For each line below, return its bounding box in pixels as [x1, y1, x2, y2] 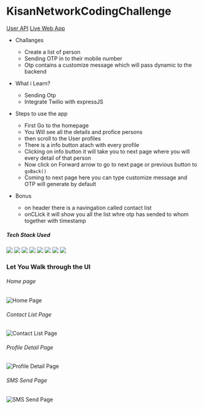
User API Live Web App [6, 24, 65, 32]
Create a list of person [24, 48, 81, 56]
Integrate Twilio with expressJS [24, 98, 104, 105]
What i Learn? [15, 80, 51, 87]
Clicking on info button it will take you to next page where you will [24, 148, 190, 155]
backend [24, 67, 47, 75]
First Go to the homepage [24, 121, 89, 129]
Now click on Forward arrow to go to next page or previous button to [24, 160, 197, 168]
